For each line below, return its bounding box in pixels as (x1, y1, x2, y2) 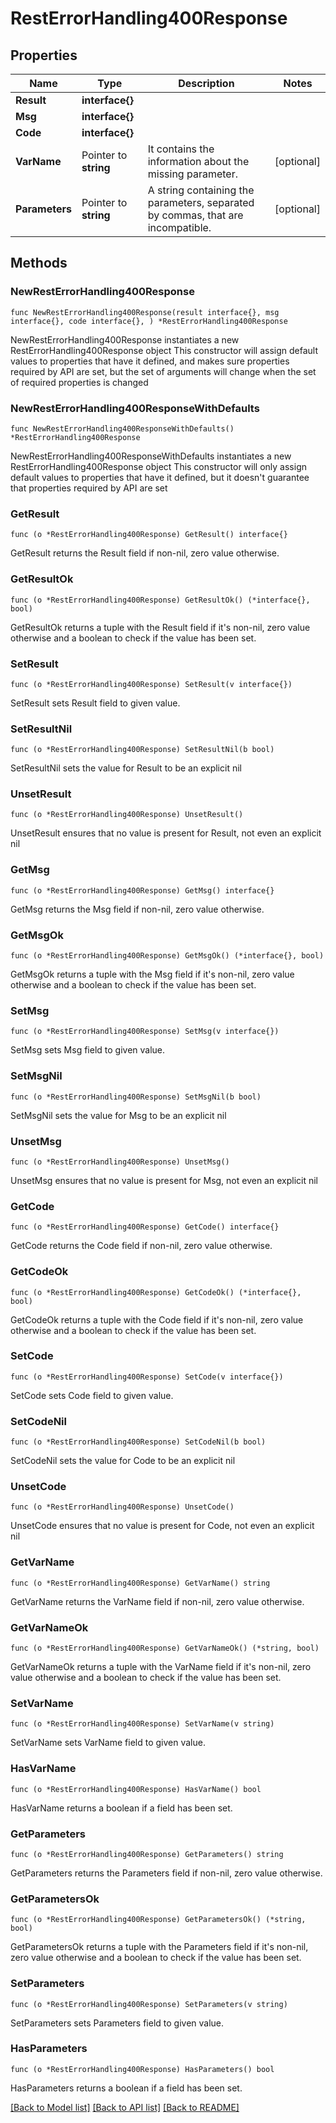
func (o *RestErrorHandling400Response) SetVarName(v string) (10, 1719, 275, 1729)
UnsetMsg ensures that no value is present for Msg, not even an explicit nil (10, 1174, 318, 1186)
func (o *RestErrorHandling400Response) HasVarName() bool (10, 1784, 262, 1794)
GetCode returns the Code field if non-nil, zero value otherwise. (10, 1240, 273, 1252)
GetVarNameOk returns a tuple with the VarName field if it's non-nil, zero (10, 1661, 312, 1673)
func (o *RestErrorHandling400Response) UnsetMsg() (10, 1157, 230, 1167)
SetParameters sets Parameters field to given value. (10, 2017, 225, 2029)
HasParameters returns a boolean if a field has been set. (10, 2082, 243, 2094)
